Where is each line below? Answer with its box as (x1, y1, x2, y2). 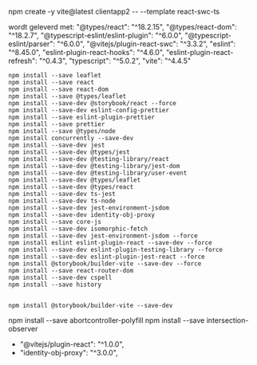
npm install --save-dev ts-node (8, 197, 116, 205)
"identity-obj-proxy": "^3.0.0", (19, 348, 118, 357)
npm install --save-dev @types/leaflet (8, 176, 141, 184)
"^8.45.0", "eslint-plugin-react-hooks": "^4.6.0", (8, 48, 165, 57)
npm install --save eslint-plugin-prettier (8, 113, 156, 121)
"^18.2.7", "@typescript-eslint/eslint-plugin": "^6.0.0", (8, 31, 184, 40)
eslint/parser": (8, 39, 56, 49)
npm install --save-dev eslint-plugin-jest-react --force (8, 253, 205, 261)
